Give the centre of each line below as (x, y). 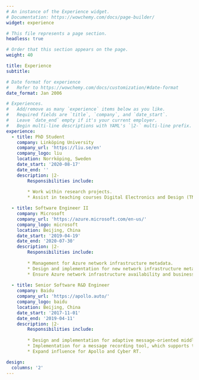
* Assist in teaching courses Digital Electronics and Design (106, 197)
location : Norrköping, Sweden (54, 159)
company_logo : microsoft (47, 225)
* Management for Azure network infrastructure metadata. (100, 263)
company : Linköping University (55, 142)
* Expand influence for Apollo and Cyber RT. (85, 351)
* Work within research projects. (70, 192)
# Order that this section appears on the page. (67, 50)
